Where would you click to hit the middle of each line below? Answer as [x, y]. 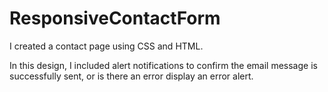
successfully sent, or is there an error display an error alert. [131, 76]
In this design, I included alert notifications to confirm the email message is [163, 65]
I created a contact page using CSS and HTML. [106, 46]
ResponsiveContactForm [115, 18]
